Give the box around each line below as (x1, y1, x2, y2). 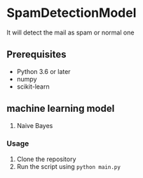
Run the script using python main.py (16, 162, 121, 170)
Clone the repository (16, 155, 76, 163)
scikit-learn (16, 82, 50, 91)
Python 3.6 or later (16, 67, 71, 75)
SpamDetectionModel (6, 5, 137, 21)
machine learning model (6, 103, 115, 115)
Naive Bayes (16, 121, 53, 129)
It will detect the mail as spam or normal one (6, 28, 135, 37)
